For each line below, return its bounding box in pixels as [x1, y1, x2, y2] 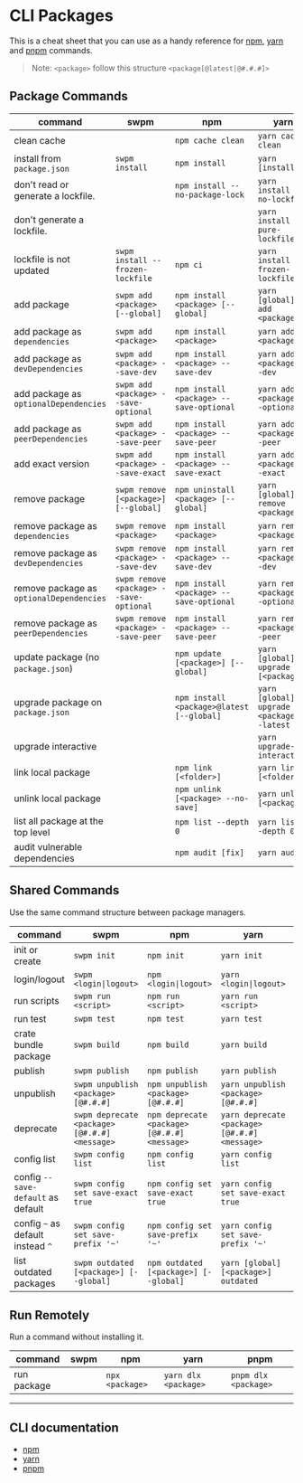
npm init [147, 950, 185, 960]
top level [14, 826, 50, 838]
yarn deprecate [220, 1110, 286, 1119]
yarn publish [220, 1065, 277, 1076]
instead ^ [14, 1240, 52, 1252]
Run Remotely [9, 1308, 90, 1323]
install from [14, 152, 61, 165]
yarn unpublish [220, 1079, 286, 1090]
